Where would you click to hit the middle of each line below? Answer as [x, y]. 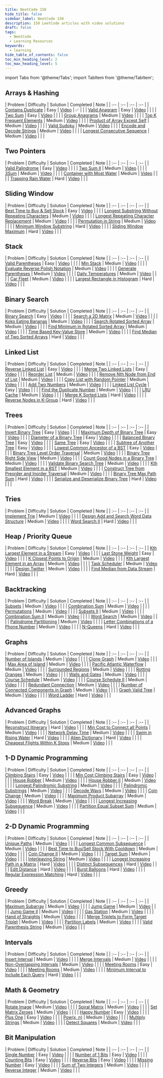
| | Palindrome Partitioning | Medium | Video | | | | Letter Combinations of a [79, 622]
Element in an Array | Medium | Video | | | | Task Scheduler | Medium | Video [81, 564]
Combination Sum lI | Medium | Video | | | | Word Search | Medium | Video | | [81, 617]
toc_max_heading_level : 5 [31, 64]
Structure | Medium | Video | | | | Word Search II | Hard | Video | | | [71, 521]
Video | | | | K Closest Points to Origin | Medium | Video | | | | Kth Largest [77, 558]
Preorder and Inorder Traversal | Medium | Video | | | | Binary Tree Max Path [81, 473]
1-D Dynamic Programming [47, 758]
